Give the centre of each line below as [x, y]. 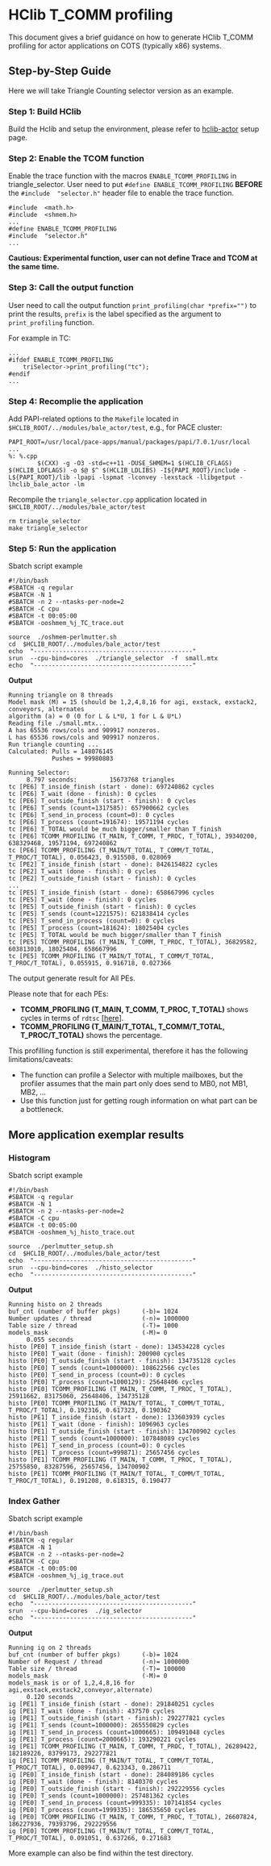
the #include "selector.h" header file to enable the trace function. [121, 193]
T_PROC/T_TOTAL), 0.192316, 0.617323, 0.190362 [90, 1410]
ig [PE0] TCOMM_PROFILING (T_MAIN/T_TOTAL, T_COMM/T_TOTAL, [112, 1831]
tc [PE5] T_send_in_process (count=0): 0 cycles [92, 921]
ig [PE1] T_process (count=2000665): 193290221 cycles [102, 1739]
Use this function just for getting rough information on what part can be [139, 1101]
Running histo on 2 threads [56, 1304]
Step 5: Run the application [63, 548]
